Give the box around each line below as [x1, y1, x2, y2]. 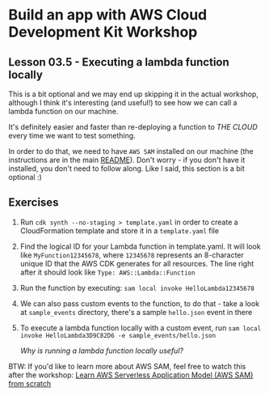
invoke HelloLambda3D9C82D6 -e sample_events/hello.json [19, 331, 216, 339]
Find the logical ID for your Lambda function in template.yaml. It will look [19, 241, 261, 251]
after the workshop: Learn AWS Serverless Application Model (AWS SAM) [8, 370, 254, 380]
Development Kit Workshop [8, 23, 198, 41]
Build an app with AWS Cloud [8, 6, 208, 24]
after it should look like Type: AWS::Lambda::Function [19, 267, 195, 277]
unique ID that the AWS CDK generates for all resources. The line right [19, 258, 254, 268]
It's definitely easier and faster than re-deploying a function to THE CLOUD [8, 122, 258, 131]
